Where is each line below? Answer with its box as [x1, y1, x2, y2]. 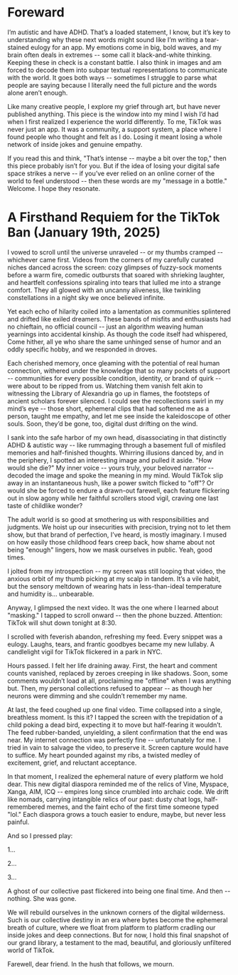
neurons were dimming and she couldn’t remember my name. [7, 691, 188, 700]
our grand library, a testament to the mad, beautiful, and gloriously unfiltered [7, 938, 232, 946]
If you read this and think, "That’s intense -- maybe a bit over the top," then [7, 154, 227, 162]
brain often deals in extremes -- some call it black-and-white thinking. [7, 51, 212, 59]
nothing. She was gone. [7, 894, 77, 902]
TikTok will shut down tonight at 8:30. [7, 618, 117, 627]
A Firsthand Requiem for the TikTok [7, 210, 220, 225]
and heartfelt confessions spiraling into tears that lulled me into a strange [7, 278, 222, 287]
